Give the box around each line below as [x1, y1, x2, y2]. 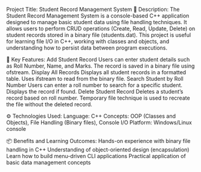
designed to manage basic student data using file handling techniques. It [6, 19, 187, 25]
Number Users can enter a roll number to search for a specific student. [6, 81, 183, 89]
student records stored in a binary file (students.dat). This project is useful [6, 31, 191, 39]
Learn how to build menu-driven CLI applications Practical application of [6, 153, 186, 159]
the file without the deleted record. [6, 101, 92, 108]
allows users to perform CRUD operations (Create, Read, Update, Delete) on [6, 25, 196, 32]
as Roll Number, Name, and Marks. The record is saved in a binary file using [6, 62, 195, 69]
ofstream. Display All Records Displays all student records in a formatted [6, 69, 187, 75]
